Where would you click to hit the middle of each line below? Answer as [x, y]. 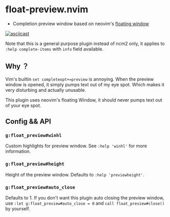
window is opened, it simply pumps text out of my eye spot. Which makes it [85, 84]
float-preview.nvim [47, 9]
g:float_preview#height [35, 164]
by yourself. [18, 209]
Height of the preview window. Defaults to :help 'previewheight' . [75, 174]
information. [18, 151]
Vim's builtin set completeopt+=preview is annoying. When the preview [80, 79]
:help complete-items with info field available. [55, 49]
